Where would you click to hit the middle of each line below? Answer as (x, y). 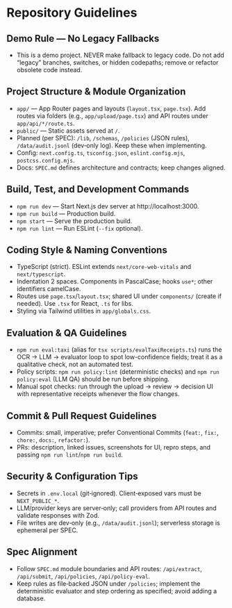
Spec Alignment (42, 552)
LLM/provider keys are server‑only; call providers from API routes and (116, 508)
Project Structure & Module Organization (96, 92)
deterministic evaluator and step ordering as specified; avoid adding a (117, 591)
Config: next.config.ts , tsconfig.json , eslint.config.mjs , (101, 153)
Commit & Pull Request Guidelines (82, 416)
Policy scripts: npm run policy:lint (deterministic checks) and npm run (118, 372)
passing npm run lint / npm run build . (69, 455)
